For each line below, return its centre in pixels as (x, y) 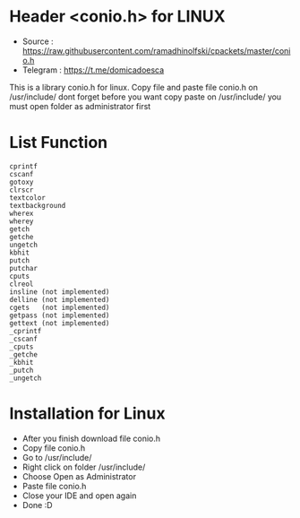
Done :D (37, 505)
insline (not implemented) (60, 292)
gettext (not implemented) (60, 323)
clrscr (21, 190)
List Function (59, 143)
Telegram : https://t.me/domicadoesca (93, 70)
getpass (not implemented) (60, 315)
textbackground (38, 205)
